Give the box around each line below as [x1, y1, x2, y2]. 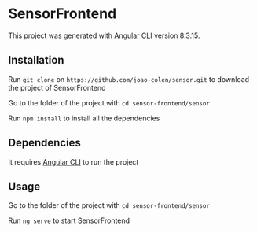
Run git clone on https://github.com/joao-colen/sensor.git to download [8, 74, 250, 83]
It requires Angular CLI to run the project [8, 157, 139, 166]
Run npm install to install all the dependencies [8, 113, 160, 123]
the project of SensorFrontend [8, 83, 106, 92]
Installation [8, 54, 64, 67]
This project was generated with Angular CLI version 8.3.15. [8, 31, 200, 40]
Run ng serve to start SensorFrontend [8, 216, 130, 225]
